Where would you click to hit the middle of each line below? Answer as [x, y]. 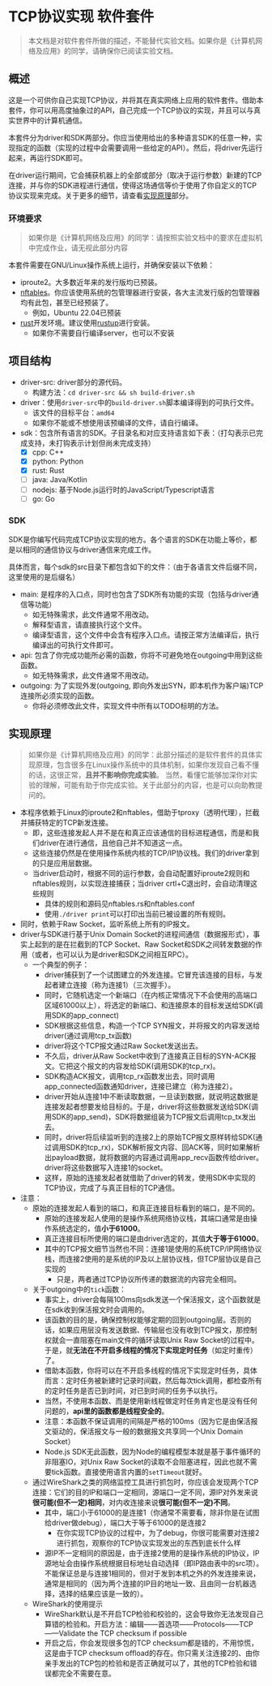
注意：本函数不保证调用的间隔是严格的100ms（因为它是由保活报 [151, 1421]
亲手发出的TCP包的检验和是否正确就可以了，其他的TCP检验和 [147, 1663]
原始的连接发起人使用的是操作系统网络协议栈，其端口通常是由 [147, 1218]
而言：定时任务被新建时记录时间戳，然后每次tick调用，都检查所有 [153, 1381]
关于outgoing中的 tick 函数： [79, 1289]
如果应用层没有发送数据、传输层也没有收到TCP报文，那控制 [158, 1330]
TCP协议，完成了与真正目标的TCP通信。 [112, 1188]
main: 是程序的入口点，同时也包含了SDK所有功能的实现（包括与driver [136, 594]
